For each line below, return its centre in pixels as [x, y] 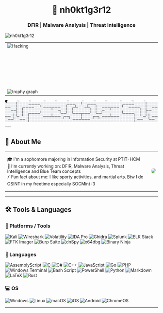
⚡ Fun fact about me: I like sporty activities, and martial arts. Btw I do [75, 177]
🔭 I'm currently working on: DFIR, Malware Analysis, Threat [66, 166]
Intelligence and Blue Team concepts [44, 171]
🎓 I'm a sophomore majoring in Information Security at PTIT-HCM [73, 159]
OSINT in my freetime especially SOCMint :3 [51, 184]
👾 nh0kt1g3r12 [81, 10]
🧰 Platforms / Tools [28, 226]
